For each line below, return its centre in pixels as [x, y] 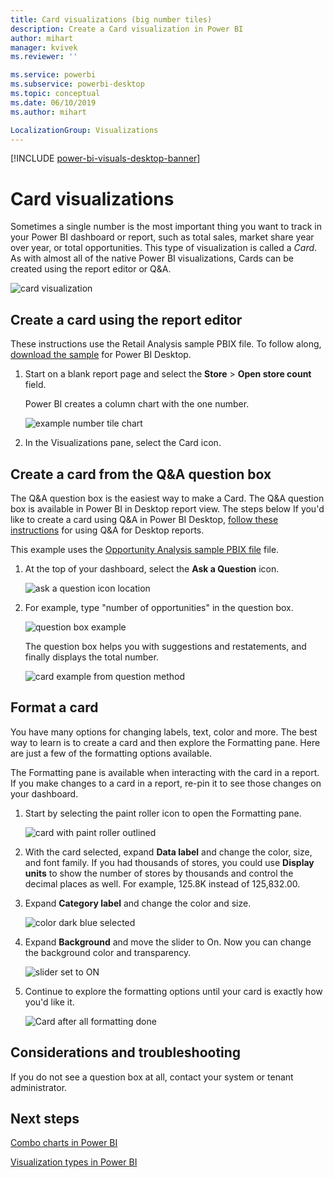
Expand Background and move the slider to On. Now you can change [168, 942]
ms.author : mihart [48, 112]
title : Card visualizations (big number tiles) [111, 19]
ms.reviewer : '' [44, 57]
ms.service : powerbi [53, 75]
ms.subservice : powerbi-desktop [77, 84]
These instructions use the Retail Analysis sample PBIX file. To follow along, [166, 344]
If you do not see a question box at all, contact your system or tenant [152, 1077]
